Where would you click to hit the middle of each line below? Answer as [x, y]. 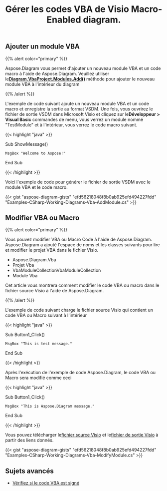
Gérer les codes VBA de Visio [67, 9]
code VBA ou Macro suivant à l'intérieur [46, 315]
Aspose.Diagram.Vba [34, 260]
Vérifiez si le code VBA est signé [46, 483]
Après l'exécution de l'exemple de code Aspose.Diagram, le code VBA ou [81, 373]
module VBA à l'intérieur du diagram [42, 84]
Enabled [64, 20]
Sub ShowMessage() [27, 144]
